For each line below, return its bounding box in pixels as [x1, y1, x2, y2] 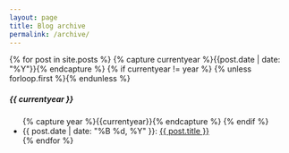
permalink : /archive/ [9, 30, 90, 38]
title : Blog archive [9, 21, 87, 30]
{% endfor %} [21, 135, 74, 146]
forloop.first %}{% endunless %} [9, 73, 132, 84]
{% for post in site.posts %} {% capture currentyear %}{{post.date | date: [9, 55, 281, 65]
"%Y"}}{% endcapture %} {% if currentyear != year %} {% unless [9, 64, 252, 74]
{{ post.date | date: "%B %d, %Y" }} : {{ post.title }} [21, 126, 210, 137]
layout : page [9, 13, 58, 22]
